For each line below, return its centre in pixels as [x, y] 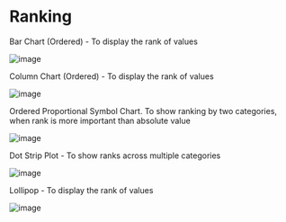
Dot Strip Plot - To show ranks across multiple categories [115, 155]
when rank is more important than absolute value [100, 120]
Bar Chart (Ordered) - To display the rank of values [103, 41]
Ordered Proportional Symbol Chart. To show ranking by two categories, [143, 111]
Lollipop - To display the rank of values [81, 190]
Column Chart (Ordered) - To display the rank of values [112, 76]
